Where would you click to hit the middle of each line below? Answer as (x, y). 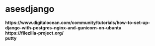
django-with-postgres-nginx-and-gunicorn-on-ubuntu (63, 27)
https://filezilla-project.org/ (34, 33)
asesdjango (30, 9)
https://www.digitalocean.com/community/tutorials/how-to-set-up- (78, 23)
